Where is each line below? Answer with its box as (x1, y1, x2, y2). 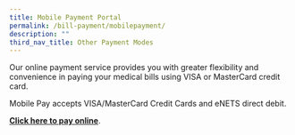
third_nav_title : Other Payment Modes (9, 37, 154, 47)
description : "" (9, 29, 70, 38)
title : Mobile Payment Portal (9, 12, 122, 22)
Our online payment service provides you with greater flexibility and (9, 62, 259, 73)
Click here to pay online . (9, 115, 101, 126)
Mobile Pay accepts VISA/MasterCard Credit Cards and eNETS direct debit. (9, 99, 287, 109)
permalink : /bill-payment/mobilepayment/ (9, 21, 166, 30)
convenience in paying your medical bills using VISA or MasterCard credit (9, 72, 281, 83)
